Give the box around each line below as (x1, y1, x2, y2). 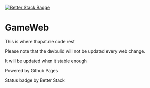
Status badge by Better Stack (5, 77, 65, 83)
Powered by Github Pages (5, 67, 58, 73)
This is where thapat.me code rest (5, 38, 75, 44)
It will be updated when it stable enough (5, 58, 87, 64)
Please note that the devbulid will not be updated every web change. (5, 48, 145, 54)
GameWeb (5, 22, 49, 33)
